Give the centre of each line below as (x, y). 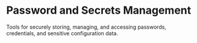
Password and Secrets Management (99, 10)
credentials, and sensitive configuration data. (62, 33)
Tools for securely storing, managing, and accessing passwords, (86, 27)
